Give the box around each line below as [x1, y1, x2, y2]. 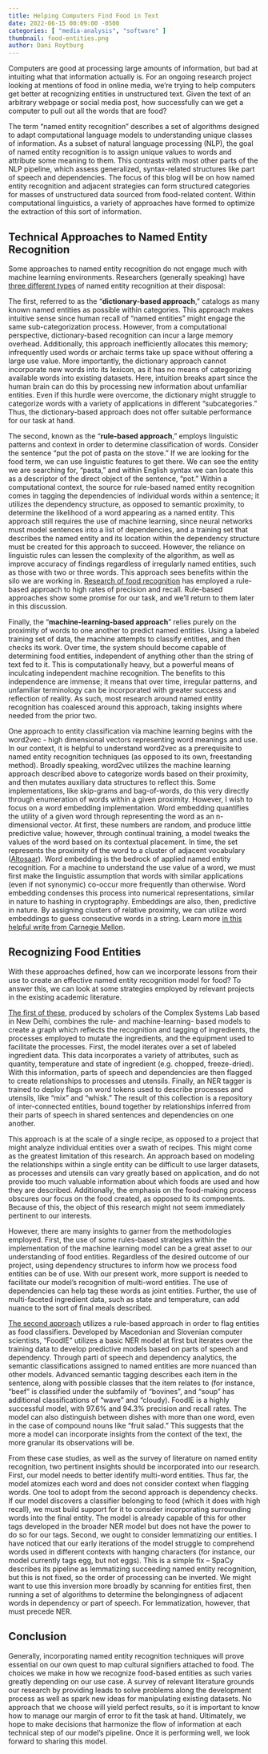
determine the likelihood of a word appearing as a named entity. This [8, 507, 235, 517]
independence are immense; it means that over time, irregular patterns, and [8, 677, 258, 686]
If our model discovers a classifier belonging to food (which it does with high [8, 1496, 261, 1505]
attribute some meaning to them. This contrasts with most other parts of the [8, 156, 258, 165]
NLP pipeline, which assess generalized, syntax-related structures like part [8, 164, 255, 174]
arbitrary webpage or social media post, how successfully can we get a [8, 98, 244, 107]
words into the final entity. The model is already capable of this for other [8, 1513, 246, 1522]
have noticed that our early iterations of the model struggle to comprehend [8, 1538, 254, 1548]
